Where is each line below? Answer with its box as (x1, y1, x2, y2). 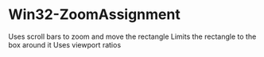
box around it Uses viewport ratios (8, 40, 122, 49)
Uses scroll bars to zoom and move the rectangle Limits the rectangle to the (8, 32, 257, 41)
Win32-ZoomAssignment (8, 6, 181, 24)
